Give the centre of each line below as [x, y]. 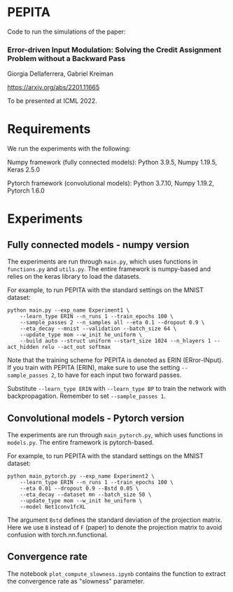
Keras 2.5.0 [24, 170]
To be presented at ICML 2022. [52, 101]
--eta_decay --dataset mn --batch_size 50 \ [86, 495]
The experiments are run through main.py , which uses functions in [103, 262]
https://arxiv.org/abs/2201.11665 [54, 88]
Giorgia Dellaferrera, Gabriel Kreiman [61, 74]
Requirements [49, 129]
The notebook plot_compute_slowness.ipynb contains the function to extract [116, 573]
